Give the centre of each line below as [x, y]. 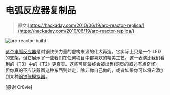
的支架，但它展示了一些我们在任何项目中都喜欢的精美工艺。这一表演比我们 [83, 57]
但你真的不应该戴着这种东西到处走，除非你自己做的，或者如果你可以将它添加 [85, 70]
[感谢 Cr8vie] [19, 87]
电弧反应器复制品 [41, 10]
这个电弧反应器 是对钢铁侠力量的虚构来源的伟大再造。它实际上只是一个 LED [83, 51]
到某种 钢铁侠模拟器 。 [27, 76]
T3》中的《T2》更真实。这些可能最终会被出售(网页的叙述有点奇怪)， [90, 64]
